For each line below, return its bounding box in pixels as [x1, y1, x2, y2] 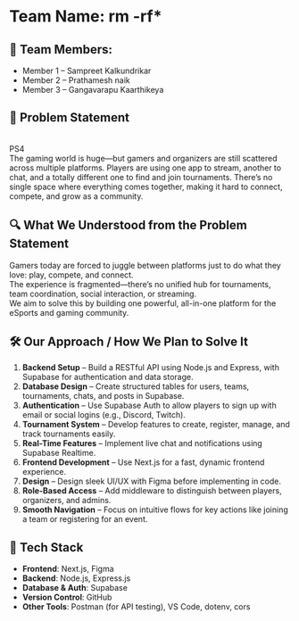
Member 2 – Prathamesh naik [21, 75, 131, 86]
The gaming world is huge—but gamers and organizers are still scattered [9, 153, 278, 163]
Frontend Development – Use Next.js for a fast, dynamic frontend [21, 457, 265, 468]
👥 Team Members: [9, 42, 113, 57]
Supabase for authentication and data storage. [21, 372, 194, 383]
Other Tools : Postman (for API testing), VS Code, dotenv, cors [21, 601, 251, 612]
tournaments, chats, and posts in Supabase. [21, 391, 185, 402]
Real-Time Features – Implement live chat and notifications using [21, 438, 263, 449]
